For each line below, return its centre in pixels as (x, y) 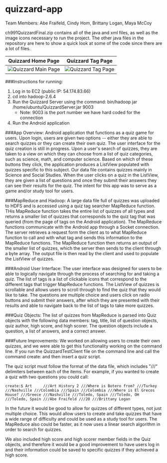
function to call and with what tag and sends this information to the (74, 237)
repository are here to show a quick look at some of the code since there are (84, 43)
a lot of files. (18, 48)
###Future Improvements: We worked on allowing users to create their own (83, 340)
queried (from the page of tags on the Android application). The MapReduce (83, 222)
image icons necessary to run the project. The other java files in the (75, 38)
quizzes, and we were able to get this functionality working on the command (83, 346)
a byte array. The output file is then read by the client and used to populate (82, 253)
